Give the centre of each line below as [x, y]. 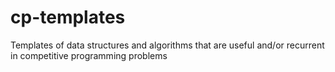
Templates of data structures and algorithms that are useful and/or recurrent [167, 45]
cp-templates [68, 17]
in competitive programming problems [89, 55]
